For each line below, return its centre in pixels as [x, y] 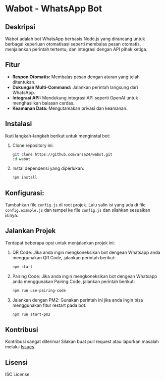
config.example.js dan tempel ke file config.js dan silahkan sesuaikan [78, 210]
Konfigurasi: [25, 193]
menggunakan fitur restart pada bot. [49, 305]
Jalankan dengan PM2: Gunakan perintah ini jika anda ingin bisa [78, 300]
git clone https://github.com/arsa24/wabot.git [62, 154]
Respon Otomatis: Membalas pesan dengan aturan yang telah [76, 77]
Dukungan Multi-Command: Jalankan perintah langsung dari [75, 87]
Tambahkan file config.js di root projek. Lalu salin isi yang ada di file [76, 205]
